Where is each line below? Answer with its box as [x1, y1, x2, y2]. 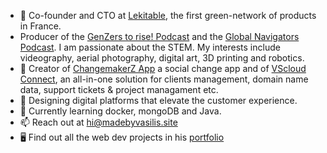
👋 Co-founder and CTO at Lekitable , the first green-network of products [19, 10, 317, 21]
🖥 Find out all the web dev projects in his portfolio [19, 131, 225, 143]
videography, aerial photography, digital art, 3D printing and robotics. [19, 52, 305, 64]
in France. [19, 20, 62, 32]
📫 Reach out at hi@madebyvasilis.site [19, 116, 178, 128]
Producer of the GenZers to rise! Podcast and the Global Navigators [19, 31, 300, 42]
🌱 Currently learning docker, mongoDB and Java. [19, 105, 222, 117]
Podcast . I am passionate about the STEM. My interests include [19, 41, 281, 53]
